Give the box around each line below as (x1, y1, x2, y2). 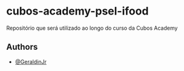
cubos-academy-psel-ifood (6, 4, 149, 18)
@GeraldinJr (15, 58, 47, 65)
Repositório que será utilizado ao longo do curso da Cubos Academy (6, 24, 178, 32)
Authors (6, 42, 38, 52)
